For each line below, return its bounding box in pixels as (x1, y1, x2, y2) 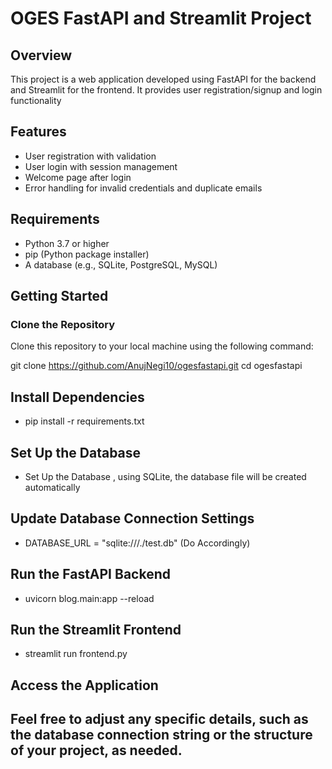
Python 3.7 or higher (24, 237, 110, 249)
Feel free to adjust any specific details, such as (10, 711, 309, 728)
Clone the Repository (10, 317, 116, 331)
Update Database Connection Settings (10, 510, 255, 527)
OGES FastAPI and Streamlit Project (10, 7, 312, 30)
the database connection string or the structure (10, 727, 313, 744)
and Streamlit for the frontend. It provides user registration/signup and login (10, 84, 323, 96)
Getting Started (10, 288, 109, 305)
